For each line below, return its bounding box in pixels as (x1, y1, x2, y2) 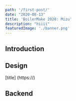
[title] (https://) (5, 74, 35, 80)
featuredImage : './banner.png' (5, 26, 70, 31)
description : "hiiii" (5, 21, 50, 26)
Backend (5, 89, 33, 97)
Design (5, 61, 28, 70)
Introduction (5, 44, 45, 53)
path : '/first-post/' (5, 7, 50, 12)
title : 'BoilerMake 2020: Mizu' (5, 16, 72, 21)
